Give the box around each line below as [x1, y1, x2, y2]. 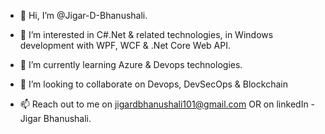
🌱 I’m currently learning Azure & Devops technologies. [19, 59, 243, 70]
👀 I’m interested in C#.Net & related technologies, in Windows [19, 29, 274, 40]
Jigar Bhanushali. [19, 113, 92, 124]
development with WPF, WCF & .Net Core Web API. [19, 40, 231, 51]
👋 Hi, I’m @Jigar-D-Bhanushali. [19, 10, 148, 21]
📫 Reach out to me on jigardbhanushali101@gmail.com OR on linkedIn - [19, 98, 316, 110]
